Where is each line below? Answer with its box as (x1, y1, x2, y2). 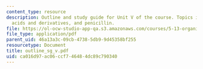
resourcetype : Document (6, 43, 66, 49)
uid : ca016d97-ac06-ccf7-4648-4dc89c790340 (6, 53, 118, 59)
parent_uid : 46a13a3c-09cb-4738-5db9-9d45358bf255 (6, 37, 137, 43)
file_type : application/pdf (6, 31, 77, 37)
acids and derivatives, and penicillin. (11, 20, 115, 26)
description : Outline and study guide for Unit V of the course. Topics (6, 14, 193, 20)
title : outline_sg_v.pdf (6, 48, 69, 54)
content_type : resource (6, 8, 66, 15)
